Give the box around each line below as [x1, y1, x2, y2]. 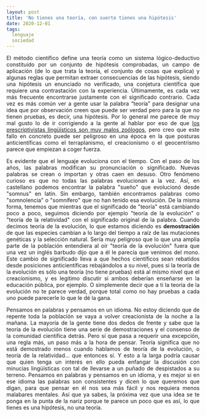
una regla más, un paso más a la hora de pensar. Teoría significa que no [6, 339, 200, 346]
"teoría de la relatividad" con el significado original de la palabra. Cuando [6, 216, 200, 223]
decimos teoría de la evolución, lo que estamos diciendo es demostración [6, 223, 200, 230]
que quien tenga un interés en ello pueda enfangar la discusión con [6, 358, 200, 365]
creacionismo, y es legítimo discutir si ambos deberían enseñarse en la [6, 275, 200, 282]
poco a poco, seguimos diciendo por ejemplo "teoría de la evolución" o [6, 210, 200, 216]
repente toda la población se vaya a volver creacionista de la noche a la [6, 313, 200, 319]
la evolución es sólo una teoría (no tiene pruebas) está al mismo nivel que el [6, 268, 200, 275]
